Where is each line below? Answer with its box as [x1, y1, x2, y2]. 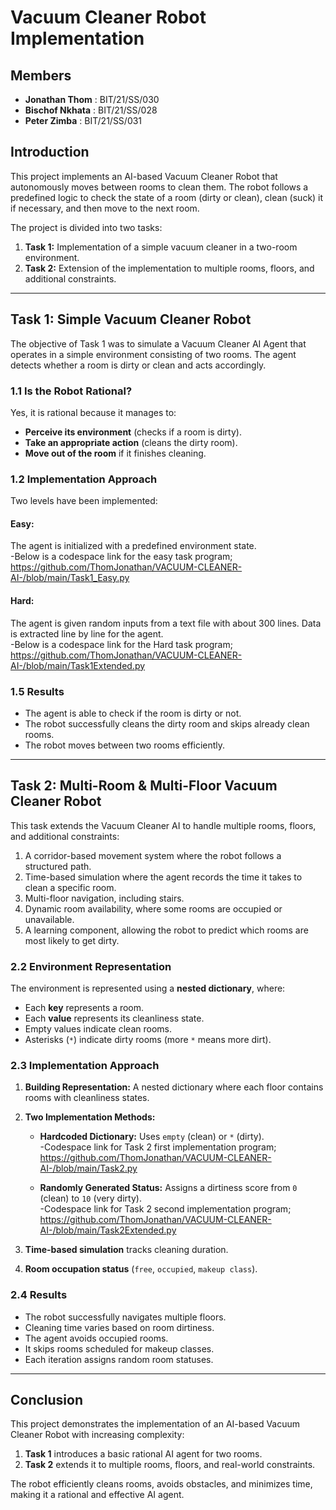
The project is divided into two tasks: [10, 221, 163, 233]
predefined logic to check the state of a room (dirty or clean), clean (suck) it [10, 191, 324, 203]
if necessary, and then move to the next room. [10, 202, 200, 214]
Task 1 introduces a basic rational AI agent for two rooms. [24, 1448, 263, 1460]
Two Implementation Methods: [24, 1111, 156, 1123]
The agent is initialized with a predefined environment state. [10, 540, 257, 552]
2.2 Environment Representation [10, 959, 172, 973]
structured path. [24, 860, 92, 872]
